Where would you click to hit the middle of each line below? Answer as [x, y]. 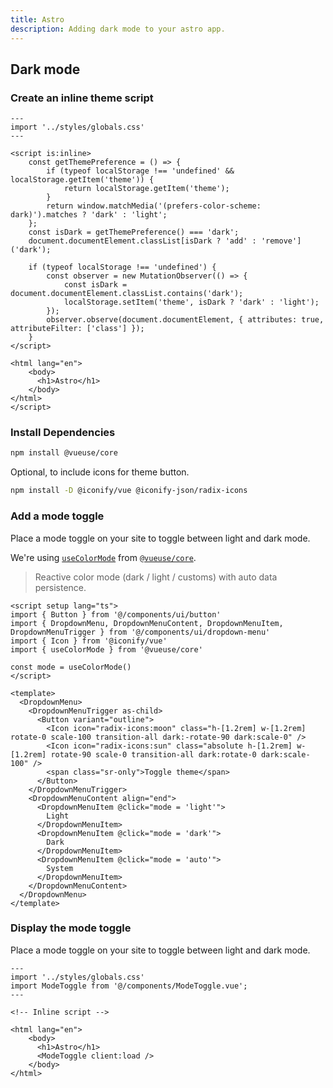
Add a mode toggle [57, 516]
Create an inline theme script [82, 98]
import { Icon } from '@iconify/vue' [89, 641]
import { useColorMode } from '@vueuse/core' [106, 649]
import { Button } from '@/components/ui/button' [116, 614]
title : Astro [37, 19]
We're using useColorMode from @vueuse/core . [103, 557]
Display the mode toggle [71, 928]
